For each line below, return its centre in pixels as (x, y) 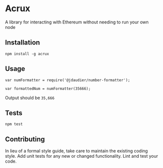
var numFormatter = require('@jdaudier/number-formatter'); (68, 80)
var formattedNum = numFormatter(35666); (48, 88)
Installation (23, 43)
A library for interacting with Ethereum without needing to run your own (77, 22)
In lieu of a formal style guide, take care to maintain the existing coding (77, 151)
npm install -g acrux (27, 54)
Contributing (25, 139)
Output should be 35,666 (30, 98)
